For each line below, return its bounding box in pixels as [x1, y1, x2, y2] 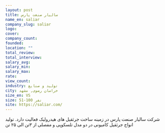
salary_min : [5, 64, 31, 69]
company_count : [5, 36, 38, 41]
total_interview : [5, 55, 42, 60]
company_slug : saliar [5, 21, 51, 27]
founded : [5, 41, 24, 46]
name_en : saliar [5, 17, 40, 22]
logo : [5, 26, 17, 32]
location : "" [5, 45, 33, 50]
